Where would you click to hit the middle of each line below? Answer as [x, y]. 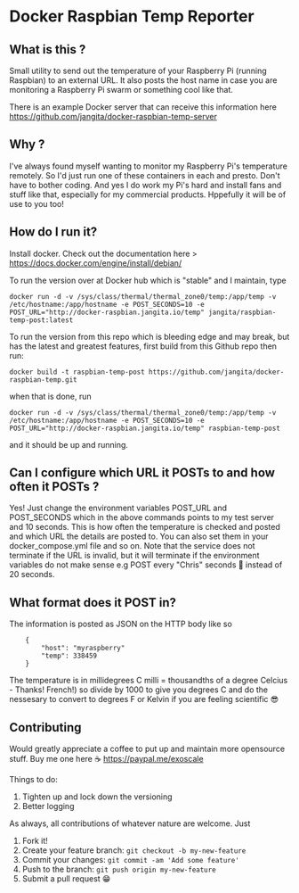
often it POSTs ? [54, 487]
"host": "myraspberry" [83, 649]
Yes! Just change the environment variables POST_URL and [118, 508]
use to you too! [37, 203]
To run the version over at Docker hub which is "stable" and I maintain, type [148, 280]
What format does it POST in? [93, 603]
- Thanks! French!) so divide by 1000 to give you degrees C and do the [139, 690]
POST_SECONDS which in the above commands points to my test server [141, 517]
